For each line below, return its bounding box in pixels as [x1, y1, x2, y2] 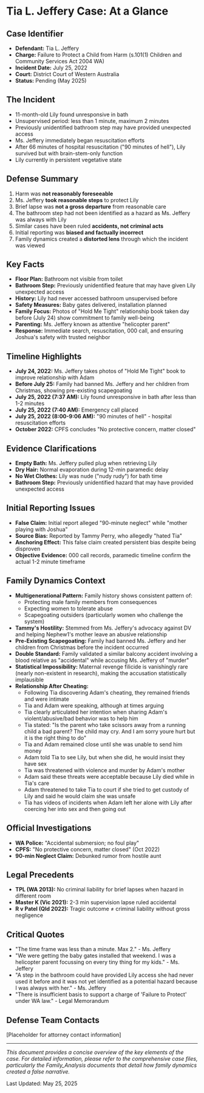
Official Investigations [6, 823, 92, 834]
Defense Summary [6, 174, 79, 184]
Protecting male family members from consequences [24, 598, 157, 605]
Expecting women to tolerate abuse [24, 605, 114, 612]
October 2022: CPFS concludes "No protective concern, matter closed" [15, 426, 196, 433]
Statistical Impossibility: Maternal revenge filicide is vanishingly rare [15, 662, 188, 670]
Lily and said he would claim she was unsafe [24, 792, 136, 800]
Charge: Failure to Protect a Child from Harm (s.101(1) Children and [15, 51, 182, 58]
